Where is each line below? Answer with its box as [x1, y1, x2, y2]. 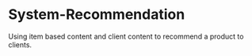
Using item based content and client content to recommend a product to [8, 32, 244, 41]
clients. [8, 39, 32, 49]
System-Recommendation [8, 6, 185, 24]
